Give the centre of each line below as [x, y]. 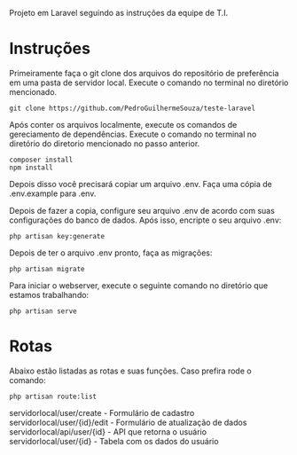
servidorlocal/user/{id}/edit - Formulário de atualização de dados [128, 422]
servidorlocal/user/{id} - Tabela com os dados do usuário [114, 441]
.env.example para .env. [53, 193]
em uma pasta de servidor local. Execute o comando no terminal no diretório [149, 82]
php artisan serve [43, 311]
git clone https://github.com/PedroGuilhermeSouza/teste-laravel [132, 108]
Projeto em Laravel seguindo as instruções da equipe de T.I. [119, 13]
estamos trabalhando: [49, 294]
